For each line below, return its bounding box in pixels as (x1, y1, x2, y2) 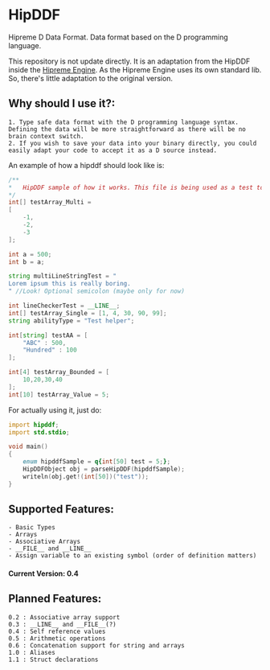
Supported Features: (8, 503, 115, 516)
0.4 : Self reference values (8, 627, 106, 635)
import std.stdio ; (8, 428, 70, 436)
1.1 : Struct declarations (8, 656, 99, 664)
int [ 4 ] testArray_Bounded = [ (8, 368, 110, 376)
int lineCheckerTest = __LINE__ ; (8, 302, 121, 310)
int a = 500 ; (8, 250, 52, 258)
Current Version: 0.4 (8, 569, 79, 578)
